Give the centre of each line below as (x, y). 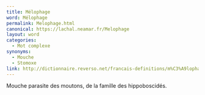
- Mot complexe (31, 46)
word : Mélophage (27, 18)
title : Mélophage (28, 12)
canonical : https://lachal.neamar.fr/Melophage (68, 29)
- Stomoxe (24, 63)
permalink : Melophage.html (41, 23)
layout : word (23, 35)
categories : (21, 40)
